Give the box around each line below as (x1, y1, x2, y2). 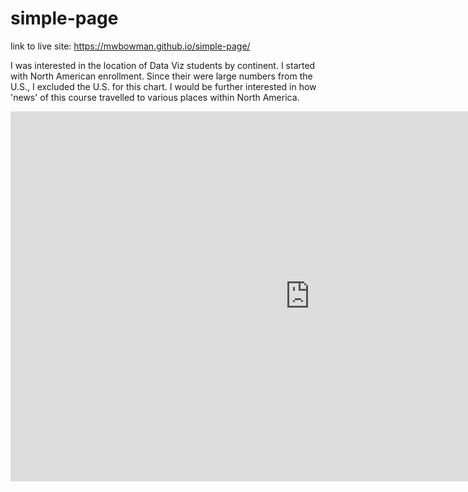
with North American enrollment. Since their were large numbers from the (10, 70, 313, 82)
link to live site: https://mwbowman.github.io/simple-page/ (10, 40, 251, 52)
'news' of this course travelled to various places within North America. (10, 91, 300, 103)
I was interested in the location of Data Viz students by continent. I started (10, 59, 316, 71)
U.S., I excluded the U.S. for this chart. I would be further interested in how (10, 80, 317, 92)
